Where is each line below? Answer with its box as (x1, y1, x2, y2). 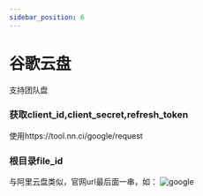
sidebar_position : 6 (9, 12, 86, 22)
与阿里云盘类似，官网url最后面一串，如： (9, 177, 159, 187)
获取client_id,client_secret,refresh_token (9, 109, 189, 121)
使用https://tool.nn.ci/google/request (9, 130, 143, 141)
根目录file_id (9, 155, 64, 167)
